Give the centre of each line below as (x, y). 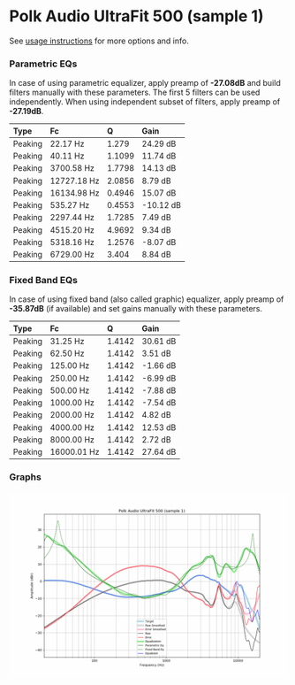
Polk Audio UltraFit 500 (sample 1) (136, 16)
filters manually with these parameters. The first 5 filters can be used (135, 92)
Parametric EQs (43, 64)
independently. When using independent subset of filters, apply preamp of (145, 102)
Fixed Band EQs (43, 280)
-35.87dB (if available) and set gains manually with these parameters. (136, 309)
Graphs (25, 477)
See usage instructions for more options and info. (99, 41)
